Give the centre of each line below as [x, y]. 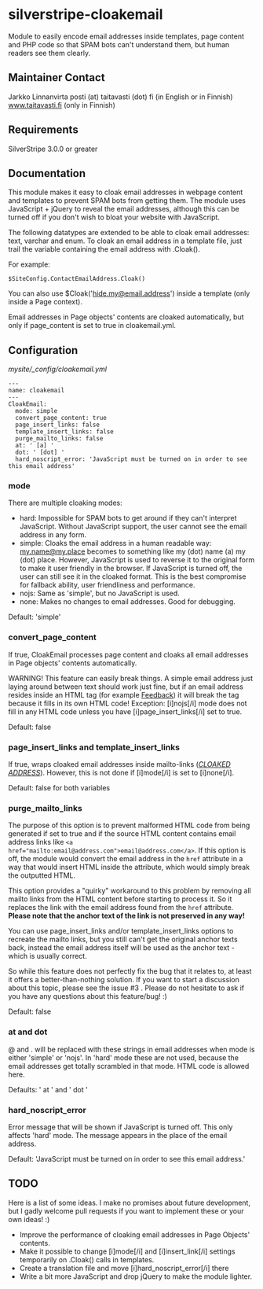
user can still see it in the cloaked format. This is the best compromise [133, 576]
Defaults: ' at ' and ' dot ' [48, 1089]
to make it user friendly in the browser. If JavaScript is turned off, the [131, 569]
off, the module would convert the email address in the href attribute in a [126, 859]
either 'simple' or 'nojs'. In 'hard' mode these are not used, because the [124, 1057]
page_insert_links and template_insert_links [94, 747]
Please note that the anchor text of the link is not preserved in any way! [126, 916]
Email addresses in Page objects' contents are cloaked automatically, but [126, 317]
